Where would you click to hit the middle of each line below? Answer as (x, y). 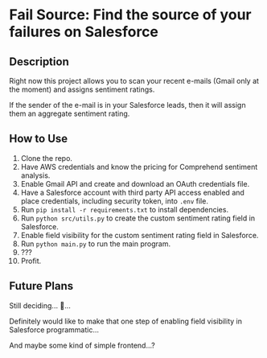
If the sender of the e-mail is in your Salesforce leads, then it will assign (127, 105)
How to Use (39, 139)
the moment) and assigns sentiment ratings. (82, 89)
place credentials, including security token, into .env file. (114, 201)
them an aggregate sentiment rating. (70, 113)
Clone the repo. (47, 158)
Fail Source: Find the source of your (130, 15)
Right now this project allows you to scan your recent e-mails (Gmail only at (134, 81)
